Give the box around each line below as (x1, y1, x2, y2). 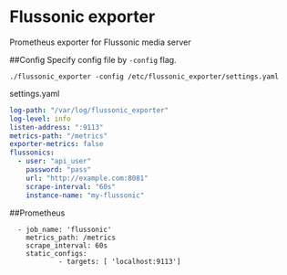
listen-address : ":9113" (9, 122, 104, 132)
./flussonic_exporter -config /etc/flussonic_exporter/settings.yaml (9, 71, 280, 81)
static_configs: (26, 249, 88, 258)
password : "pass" (26, 165, 92, 175)
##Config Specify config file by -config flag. (9, 54, 177, 65)
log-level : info (9, 114, 71, 123)
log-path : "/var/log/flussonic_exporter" (9, 105, 169, 115)
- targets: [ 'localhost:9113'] (57, 257, 181, 266)
